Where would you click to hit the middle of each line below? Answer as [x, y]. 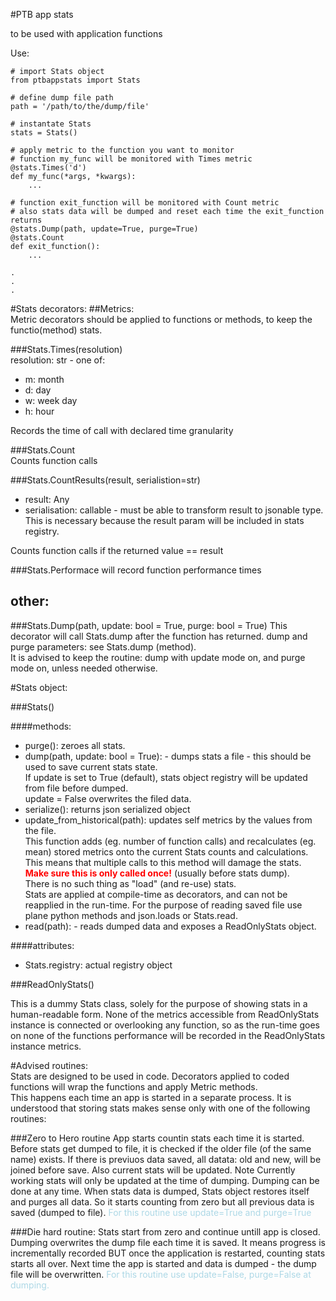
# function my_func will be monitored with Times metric [131, 159]
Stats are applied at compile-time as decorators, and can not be [156, 894]
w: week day [51, 400]
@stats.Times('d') [48, 168]
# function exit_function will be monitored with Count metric [145, 203]
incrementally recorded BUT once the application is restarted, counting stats [168, 1253]
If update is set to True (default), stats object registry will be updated [166, 777]
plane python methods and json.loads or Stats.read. [131, 915]
